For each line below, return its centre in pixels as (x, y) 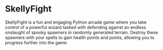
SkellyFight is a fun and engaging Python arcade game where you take (76, 22)
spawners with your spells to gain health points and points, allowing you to (80, 37)
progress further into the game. (36, 42)
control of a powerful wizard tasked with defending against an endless (76, 27)
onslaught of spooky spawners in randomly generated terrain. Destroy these (81, 32)
